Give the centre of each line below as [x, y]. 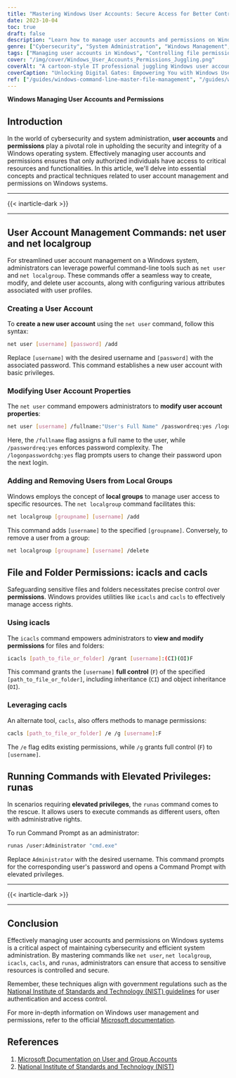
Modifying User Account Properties [69, 391]
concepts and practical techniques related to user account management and [118, 176]
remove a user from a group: [48, 538]
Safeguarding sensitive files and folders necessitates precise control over [113, 590]
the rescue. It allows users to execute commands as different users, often [113, 812]
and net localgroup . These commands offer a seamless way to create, [110, 275]
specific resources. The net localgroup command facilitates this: [101, 504]
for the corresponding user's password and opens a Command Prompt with [117, 867]
